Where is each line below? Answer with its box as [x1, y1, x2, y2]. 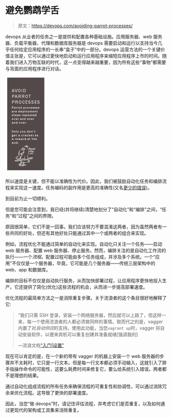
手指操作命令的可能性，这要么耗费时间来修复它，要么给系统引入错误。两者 [5, 366, 162, 372]
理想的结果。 [14, 372, 41, 379]
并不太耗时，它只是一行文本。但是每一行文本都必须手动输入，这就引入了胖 [9, 360, 167, 366]
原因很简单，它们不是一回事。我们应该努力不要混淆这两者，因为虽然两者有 [5, 224, 162, 230]
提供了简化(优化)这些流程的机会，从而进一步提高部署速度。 [23, 284, 148, 290]
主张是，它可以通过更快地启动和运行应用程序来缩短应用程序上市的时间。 [9, 52, 162, 59]
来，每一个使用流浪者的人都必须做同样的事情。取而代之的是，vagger [17, 319, 163, 325]
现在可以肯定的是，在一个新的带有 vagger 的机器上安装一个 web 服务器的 [5, 353, 160, 359]
